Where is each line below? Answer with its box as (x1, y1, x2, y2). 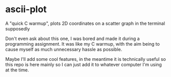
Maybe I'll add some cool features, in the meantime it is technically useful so (5, 56, 166, 62)
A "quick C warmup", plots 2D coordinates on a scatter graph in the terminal (5, 20, 165, 26)
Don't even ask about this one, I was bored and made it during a (5, 35, 140, 42)
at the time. (5, 67, 29, 73)
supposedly (5, 25, 30, 31)
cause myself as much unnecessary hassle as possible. (5, 46, 123, 52)
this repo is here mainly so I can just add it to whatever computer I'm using (5, 61, 162, 67)
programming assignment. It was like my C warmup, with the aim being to (5, 41, 160, 47)
